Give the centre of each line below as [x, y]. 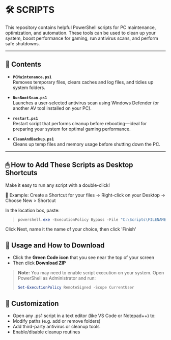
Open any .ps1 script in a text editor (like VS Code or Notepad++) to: [84, 316]
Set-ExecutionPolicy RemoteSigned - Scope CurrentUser [76, 288]
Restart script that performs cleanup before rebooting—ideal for [80, 123]
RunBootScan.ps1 [30, 98]
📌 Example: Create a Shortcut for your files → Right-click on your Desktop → [85, 195]
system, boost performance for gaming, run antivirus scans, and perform [82, 38]
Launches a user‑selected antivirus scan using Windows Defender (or [86, 103]
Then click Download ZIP [39, 263]
